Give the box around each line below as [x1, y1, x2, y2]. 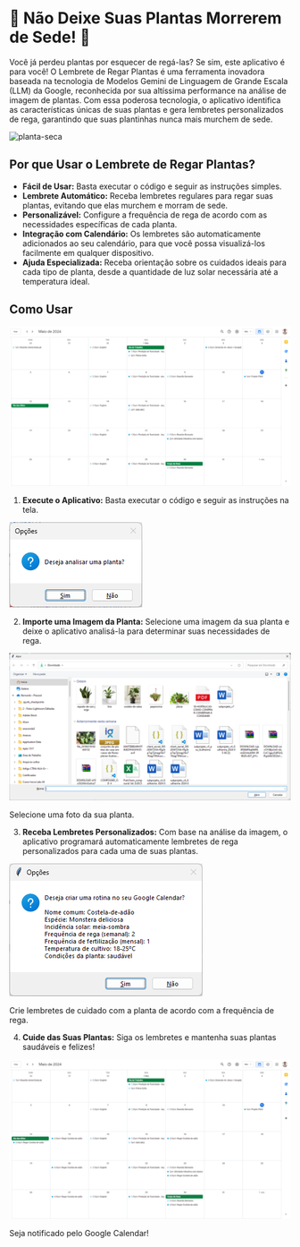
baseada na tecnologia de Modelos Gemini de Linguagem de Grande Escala [9, 75, 288, 86]
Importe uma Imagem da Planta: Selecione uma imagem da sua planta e [21, 616, 290, 627]
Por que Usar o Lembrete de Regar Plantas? [9, 157, 256, 173]
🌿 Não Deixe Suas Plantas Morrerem [9, 8, 282, 29]
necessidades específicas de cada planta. [21, 218, 178, 229]
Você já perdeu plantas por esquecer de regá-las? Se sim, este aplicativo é [9, 56, 286, 67]
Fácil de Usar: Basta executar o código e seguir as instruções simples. [21, 181, 282, 192]
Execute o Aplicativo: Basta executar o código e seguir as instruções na [21, 494, 289, 505]
